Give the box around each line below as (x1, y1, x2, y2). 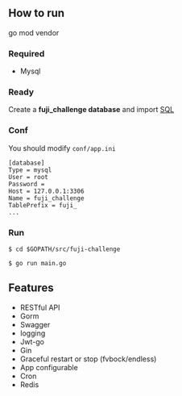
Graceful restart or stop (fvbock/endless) (19, 354, 157, 364)
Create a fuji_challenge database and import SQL (8, 105, 175, 115)
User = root (8, 173, 48, 181)
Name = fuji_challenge (8, 194, 85, 202)
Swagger (19, 319, 51, 329)
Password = (8, 180, 45, 188)
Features (8, 281, 54, 295)
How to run (8, 6, 65, 20)
